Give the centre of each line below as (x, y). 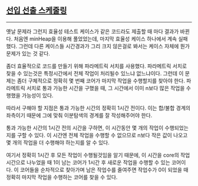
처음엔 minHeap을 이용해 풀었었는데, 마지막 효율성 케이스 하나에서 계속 (95, 39)
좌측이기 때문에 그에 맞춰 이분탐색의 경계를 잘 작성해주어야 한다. (79, 115)
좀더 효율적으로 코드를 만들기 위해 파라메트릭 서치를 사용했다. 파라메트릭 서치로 (97, 66)
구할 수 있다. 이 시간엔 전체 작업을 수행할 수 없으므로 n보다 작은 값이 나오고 (102, 135)
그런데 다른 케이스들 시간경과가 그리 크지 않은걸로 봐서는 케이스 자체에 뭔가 (104, 46)
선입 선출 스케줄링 (37, 11)
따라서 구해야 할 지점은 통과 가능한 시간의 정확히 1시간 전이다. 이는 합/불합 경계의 (98, 108)
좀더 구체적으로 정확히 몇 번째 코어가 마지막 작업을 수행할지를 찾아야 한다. (101, 81)
